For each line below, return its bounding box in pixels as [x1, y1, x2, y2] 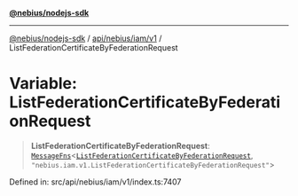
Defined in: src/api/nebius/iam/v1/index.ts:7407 [9, 176, 182, 187]
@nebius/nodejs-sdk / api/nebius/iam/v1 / [9, 33, 162, 43]
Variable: [9, 74, 78, 94]
